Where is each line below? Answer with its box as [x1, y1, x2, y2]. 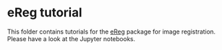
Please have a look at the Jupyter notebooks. [7, 34, 136, 42]
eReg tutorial [7, 5, 83, 21]
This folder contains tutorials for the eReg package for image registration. [7, 27, 216, 36]
